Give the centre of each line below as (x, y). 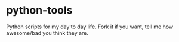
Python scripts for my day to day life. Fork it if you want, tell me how (90, 27)
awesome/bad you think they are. (47, 33)
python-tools (39, 10)
